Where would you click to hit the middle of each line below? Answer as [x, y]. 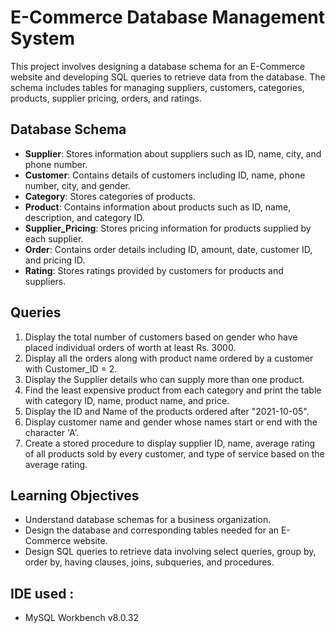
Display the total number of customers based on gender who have [161, 337]
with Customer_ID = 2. [71, 368]
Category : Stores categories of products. [110, 196]
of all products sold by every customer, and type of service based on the [174, 453]
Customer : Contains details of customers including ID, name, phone [165, 175]
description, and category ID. [84, 217]
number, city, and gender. [78, 185]
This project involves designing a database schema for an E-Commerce [158, 66]
